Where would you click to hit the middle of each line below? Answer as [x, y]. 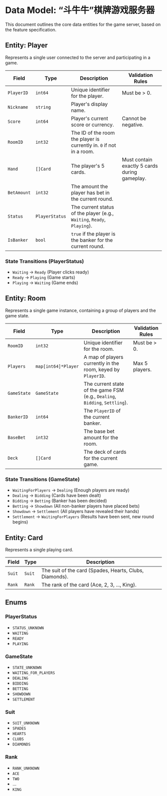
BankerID [18, 417]
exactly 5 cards [140, 166]
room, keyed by [102, 369]
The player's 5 [88, 166]
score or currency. [92, 124]
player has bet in [90, 193]
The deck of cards [105, 452]
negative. [132, 124]
